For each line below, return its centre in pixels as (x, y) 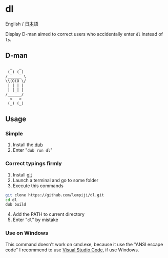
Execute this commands (38, 186)
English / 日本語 (22, 24)
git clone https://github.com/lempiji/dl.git (55, 195)
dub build (16, 205)
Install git (22, 174)
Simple (14, 134)
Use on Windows (27, 233)
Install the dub (28, 145)
